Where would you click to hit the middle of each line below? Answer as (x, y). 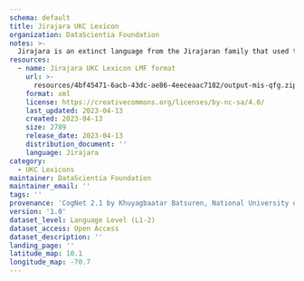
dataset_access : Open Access (64, 228)
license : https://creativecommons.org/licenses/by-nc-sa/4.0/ (145, 102)
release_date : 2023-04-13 (75, 136)
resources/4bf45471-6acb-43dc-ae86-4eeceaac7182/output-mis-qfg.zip (165, 85)
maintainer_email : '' (50, 187)
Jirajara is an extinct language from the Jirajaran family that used (153, 52)
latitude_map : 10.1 (46, 254)
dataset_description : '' (56, 237)
